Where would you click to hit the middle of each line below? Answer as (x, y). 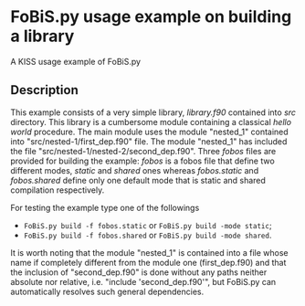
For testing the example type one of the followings (105, 207)
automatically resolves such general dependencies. (107, 291)
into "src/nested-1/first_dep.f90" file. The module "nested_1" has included (149, 141)
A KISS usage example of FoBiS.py (75, 61)
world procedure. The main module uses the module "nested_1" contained (149, 132)
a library (42, 36)
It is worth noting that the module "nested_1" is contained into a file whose (149, 252)
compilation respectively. (58, 190)
